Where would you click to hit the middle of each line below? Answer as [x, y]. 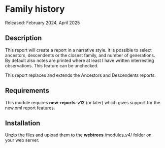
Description [23, 38]
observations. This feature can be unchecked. [52, 65]
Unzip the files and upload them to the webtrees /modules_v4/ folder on [78, 135]
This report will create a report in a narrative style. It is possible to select [78, 50]
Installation [23, 123]
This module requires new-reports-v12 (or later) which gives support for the [83, 102]
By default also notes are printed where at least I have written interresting [80, 60]
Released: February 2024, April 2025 [43, 23]
